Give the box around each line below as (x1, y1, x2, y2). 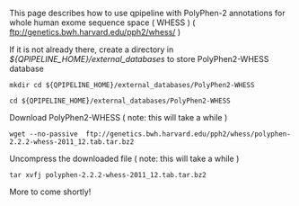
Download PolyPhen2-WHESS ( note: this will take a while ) (9, 112, 228, 122)
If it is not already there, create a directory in (9, 44, 174, 55)
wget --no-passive (9, 130, 78, 139)
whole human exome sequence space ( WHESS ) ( (9, 17, 196, 28)
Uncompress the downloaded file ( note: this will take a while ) (9, 153, 240, 164)
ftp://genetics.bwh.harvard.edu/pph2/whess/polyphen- (85, 130, 292, 139)
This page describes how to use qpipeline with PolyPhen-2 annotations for (9, 8, 286, 18)
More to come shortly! (9, 186, 92, 197)
